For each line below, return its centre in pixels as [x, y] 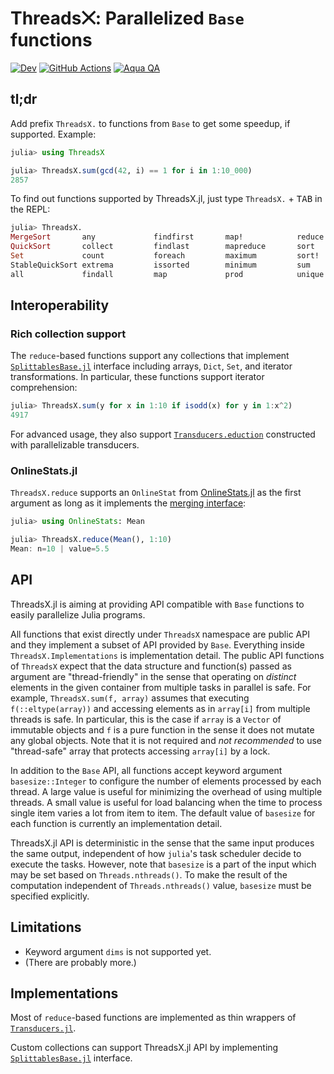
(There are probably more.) [80, 962]
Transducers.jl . [43, 1028]
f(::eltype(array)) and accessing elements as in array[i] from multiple [160, 708]
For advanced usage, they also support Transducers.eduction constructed [163, 434]
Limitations [46, 927]
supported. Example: [53, 134]
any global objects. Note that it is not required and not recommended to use [166, 740]
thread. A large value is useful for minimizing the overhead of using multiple [166, 791]
